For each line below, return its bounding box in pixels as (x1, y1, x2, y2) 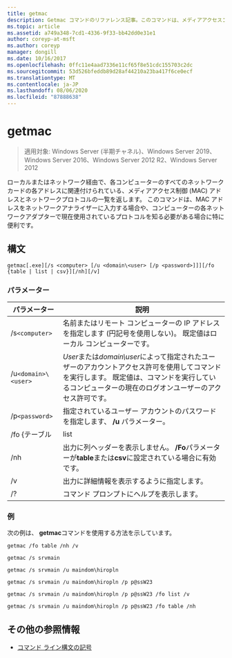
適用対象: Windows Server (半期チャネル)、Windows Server (23, 147, 195, 156)
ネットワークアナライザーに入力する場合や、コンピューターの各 (25, 203, 207, 211)
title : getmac (7, 10, 48, 17)
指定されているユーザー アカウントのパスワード (62, 406, 217, 416)
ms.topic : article (7, 23, 60, 30)
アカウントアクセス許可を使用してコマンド (83, 362, 222, 372)
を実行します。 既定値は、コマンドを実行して (62, 373, 209, 382)
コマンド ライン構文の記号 (17, 643, 92, 652)
